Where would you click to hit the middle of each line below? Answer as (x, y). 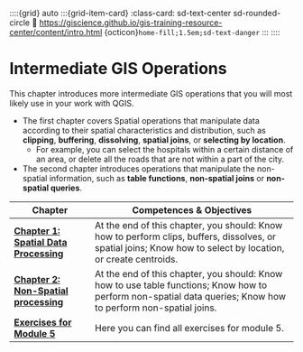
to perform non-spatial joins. (156, 308)
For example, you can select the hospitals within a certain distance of (165, 149)
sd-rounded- (257, 13)
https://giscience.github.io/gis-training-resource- (131, 23)
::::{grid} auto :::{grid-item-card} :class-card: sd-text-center (120, 13)
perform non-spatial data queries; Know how (190, 296)
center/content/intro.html (56, 32)
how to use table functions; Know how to (181, 285)
